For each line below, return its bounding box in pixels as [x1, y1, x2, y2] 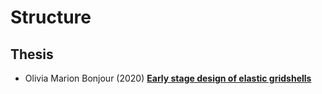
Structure [10, 6, 92, 29]
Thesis [10, 46, 54, 63]
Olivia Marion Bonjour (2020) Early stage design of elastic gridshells [24, 72, 312, 84]
